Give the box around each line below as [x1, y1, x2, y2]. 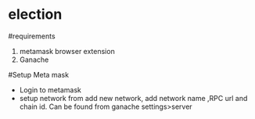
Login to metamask [19, 85, 82, 95]
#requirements [8, 31, 56, 41]
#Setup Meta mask [8, 70, 69, 79]
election [8, 5, 63, 23]
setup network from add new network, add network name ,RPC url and [19, 93, 248, 103]
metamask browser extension [19, 46, 115, 56]
